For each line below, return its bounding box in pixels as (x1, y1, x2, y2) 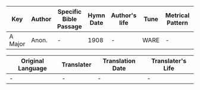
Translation (102, 57, 136, 65)
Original (20, 57, 45, 65)
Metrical (165, 11, 190, 20)
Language (17, 65, 48, 72)
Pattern (166, 19, 189, 27)
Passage (57, 22, 82, 30)
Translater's (151, 57, 186, 65)
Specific (57, 8, 82, 15)
